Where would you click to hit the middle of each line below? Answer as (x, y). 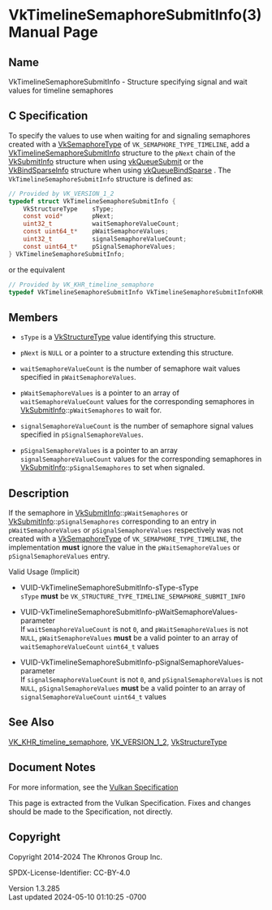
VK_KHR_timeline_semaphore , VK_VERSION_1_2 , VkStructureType (118, 742)
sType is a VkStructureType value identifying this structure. (118, 337)
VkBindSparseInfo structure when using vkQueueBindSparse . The (120, 170)
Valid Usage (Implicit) (44, 572)
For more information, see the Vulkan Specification (93, 787)
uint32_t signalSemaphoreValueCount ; (105, 239)
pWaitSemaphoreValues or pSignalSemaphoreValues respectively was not (126, 530)
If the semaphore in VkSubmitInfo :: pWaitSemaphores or (98, 513)
